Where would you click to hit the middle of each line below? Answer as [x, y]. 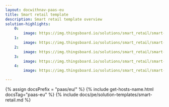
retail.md [14, 100]
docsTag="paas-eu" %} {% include [42, 94]
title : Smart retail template [37, 15]
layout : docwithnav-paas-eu [35, 10]
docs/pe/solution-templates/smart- [116, 94]
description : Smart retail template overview [54, 19]
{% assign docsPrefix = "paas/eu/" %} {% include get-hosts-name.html [79, 89]
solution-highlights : [28, 24]
